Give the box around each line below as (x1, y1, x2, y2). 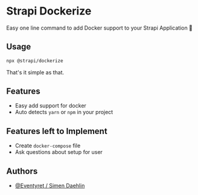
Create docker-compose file (14, 142, 81, 149)
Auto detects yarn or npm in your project (14, 109, 113, 116)
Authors (6, 166, 38, 176)
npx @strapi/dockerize (6, 57, 63, 64)
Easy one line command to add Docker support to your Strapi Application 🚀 (6, 24, 193, 31)
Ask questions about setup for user (14, 149, 103, 156)
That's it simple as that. (6, 68, 65, 76)
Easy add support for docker (14, 102, 86, 109)
